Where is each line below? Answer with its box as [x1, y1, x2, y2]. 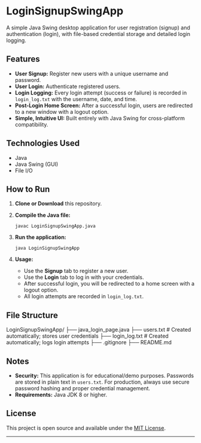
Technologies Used [6, 138, 80, 148]
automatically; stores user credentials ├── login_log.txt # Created [6, 332, 169, 339]
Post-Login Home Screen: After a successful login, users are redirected [14, 102, 193, 109]
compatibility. [14, 121, 48, 128]
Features [6, 54, 40, 64]
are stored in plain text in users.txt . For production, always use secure [14, 378, 190, 386]
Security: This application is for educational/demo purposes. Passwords [14, 372, 194, 379]
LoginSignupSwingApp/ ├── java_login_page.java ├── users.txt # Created [6, 326, 191, 333]
